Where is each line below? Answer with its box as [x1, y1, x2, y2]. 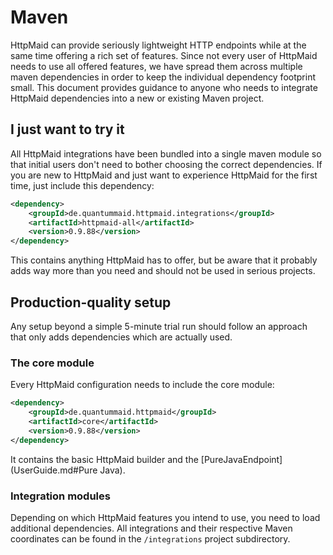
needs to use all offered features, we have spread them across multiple [10, 60, 303, 72]
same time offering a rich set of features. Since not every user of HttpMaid [10, 49, 318, 61]
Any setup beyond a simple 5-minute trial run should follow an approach [10, 320, 308, 332]
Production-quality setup [10, 294, 172, 311]
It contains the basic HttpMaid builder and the [10, 453, 199, 465]
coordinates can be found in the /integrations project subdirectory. [10, 532, 291, 545]
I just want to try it [10, 121, 125, 138]
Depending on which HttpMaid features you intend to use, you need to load [10, 511, 321, 523]
